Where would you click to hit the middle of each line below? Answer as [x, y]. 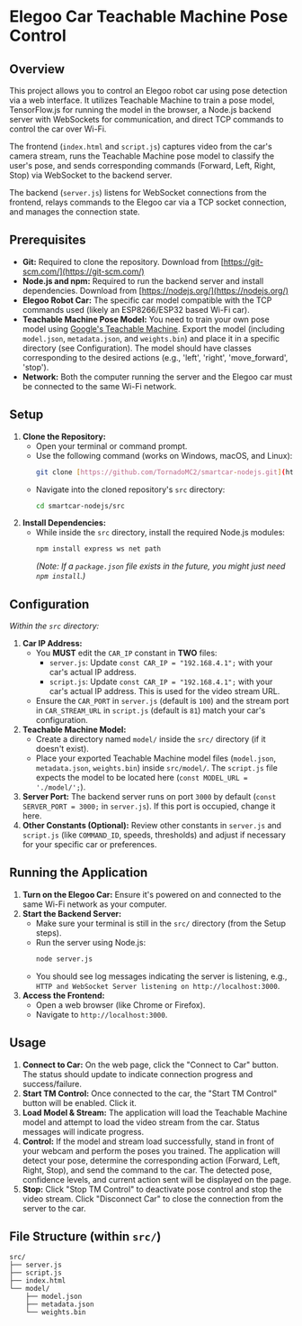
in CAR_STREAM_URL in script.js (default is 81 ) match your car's [151, 710]
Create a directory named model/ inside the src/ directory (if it [151, 739]
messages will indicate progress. [83, 1131]
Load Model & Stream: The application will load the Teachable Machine [155, 1112]
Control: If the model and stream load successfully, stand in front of [148, 1141]
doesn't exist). [62, 749]
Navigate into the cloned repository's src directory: [130, 489]
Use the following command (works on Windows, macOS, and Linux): [164, 455]
